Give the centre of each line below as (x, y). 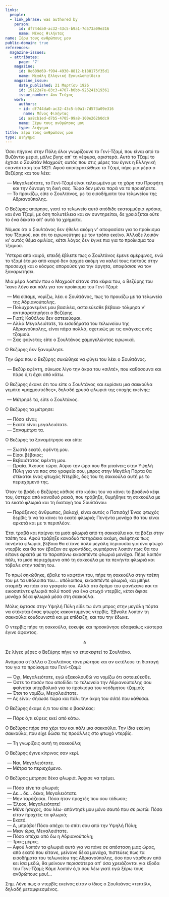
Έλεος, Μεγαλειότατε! (36, 804)
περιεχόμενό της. (31, 482)
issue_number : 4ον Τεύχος (46, 95)
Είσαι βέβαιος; (28, 455)
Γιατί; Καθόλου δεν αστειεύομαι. (47, 318)
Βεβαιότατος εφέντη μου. (39, 460)
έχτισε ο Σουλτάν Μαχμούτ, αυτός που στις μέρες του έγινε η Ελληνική (80, 162)
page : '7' (29, 62)
